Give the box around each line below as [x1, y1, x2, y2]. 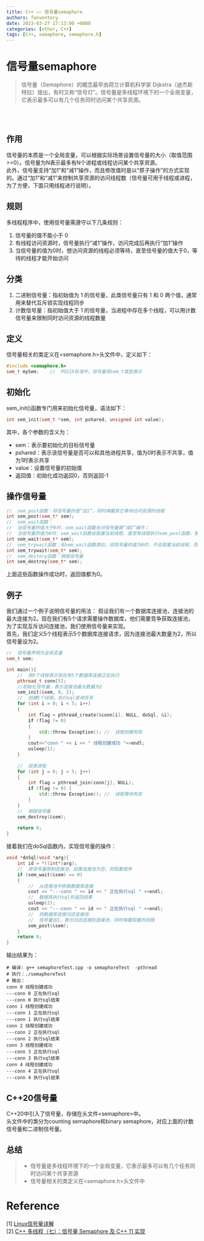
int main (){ [6, 666, 36, 673]
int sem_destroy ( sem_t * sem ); [6, 558, 83, 565]
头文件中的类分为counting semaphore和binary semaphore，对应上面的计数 [6, 1117, 194, 1125]
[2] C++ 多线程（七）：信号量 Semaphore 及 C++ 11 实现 [6, 1228, 146, 1235]
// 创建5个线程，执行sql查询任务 [17, 695, 93, 701]
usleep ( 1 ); [28, 746, 56, 752]
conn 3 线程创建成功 [6, 1042, 53, 1049]
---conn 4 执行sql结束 [6, 1075, 60, 1081]
